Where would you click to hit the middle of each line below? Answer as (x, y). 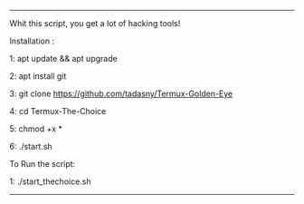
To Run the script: (43, 164)
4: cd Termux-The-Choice (58, 111)
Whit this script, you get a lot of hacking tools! (95, 23)
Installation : (32, 41)
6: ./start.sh (31, 146)
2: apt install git (38, 76)
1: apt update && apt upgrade (63, 58)
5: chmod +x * (36, 129)
